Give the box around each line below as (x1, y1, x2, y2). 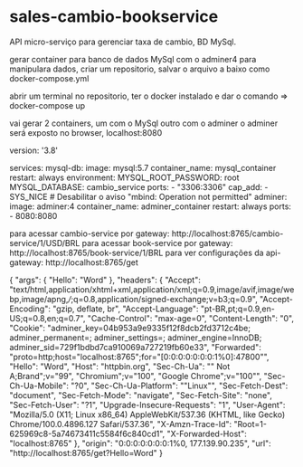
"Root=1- (233, 418, 267, 429)
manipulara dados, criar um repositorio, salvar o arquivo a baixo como (9, 63, 270, 74)
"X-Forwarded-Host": (166, 428, 247, 439)
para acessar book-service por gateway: (81, 237, 233, 248)
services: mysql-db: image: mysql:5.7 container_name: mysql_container (9, 162, 277, 173)
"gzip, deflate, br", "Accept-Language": (52, 303, 199, 314)
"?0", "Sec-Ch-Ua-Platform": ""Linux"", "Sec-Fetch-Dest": (71, 380, 289, 391)
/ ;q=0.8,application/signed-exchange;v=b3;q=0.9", (67, 293, 258, 304)
